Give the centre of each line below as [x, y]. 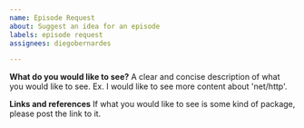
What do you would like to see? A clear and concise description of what [145, 77]
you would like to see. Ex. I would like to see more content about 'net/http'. [148, 86]
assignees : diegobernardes [60, 43]
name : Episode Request [52, 18]
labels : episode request [56, 34]
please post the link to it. [55, 113]
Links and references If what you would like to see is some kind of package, [152, 104]
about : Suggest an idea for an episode [85, 26]
